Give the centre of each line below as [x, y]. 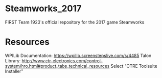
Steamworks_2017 [43, 9]
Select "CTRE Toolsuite [134, 66]
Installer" [14, 71]
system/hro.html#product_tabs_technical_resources [57, 66]
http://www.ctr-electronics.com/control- [62, 61]
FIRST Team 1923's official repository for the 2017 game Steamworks [75, 22]
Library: [13, 61]
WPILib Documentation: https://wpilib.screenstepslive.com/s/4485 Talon [78, 55]
